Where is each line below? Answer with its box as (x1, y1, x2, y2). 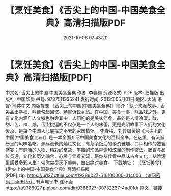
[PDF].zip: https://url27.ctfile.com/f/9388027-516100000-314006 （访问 (5, 172, 156, 178)
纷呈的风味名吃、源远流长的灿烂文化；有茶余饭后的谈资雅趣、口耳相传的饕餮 (5, 140, 166, 146)
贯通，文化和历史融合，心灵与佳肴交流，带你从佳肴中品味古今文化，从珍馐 (9, 153, 166, 159)
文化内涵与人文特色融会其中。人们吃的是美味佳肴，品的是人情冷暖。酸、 (9, 115, 161, 121)
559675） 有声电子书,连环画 (14, 178, 73, 184)
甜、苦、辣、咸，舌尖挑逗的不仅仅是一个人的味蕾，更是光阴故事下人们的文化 (5, 121, 166, 127)
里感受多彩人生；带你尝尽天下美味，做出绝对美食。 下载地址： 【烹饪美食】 (5, 159, 164, 166)
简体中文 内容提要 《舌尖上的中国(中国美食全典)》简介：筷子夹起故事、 (12, 102, 161, 108)
